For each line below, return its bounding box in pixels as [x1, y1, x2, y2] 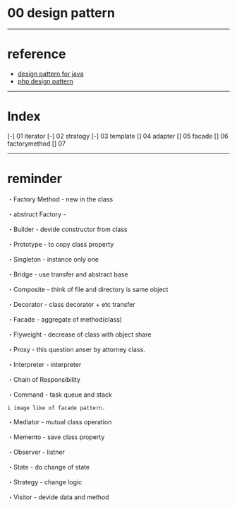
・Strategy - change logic [7, 477, 83, 486]
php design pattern [17, 76, 73, 86]
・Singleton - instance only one [7, 255, 99, 263]
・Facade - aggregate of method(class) [7, 315, 122, 323]
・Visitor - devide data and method [7, 493, 109, 501]
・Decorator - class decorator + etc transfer [7, 300, 135, 308]
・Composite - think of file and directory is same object [7, 285, 169, 293]
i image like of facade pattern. [7, 404, 106, 412]
